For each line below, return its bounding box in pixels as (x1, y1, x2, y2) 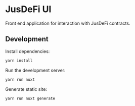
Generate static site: (5, 86, 47, 92)
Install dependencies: (5, 48, 50, 54)
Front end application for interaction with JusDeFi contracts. (5, 20, 130, 26)
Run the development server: (5, 67, 66, 73)
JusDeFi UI (5, 4, 52, 15)
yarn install (5, 58, 33, 63)
